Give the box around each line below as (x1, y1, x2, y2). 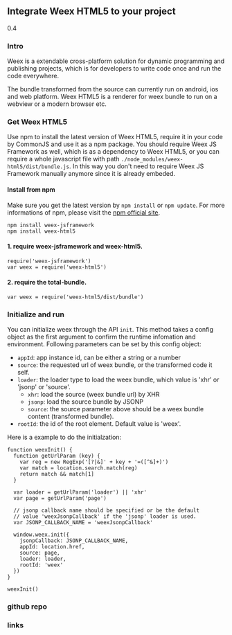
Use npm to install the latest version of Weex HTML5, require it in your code (7, 133, 223, 141)
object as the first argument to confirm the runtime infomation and (7, 332, 196, 341)
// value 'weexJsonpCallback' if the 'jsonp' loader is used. (13, 513, 197, 520)
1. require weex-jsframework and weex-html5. (7, 242, 143, 251)
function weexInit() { (7, 447, 73, 454)
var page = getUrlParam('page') (13, 495, 107, 502)
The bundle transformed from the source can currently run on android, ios (7, 85, 219, 93)
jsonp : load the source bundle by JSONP (27, 397, 144, 406)
